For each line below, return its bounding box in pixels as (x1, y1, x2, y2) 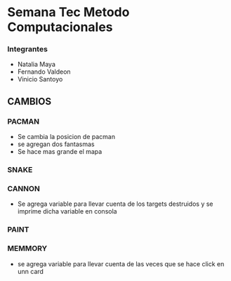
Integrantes (7, 44, 48, 54)
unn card (17, 267, 44, 275)
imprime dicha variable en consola (17, 207, 117, 216)
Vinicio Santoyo (17, 75, 63, 84)
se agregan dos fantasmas (17, 140, 95, 148)
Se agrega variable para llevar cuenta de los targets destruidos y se (17, 200, 213, 208)
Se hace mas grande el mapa (17, 148, 103, 156)
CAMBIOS (7, 96, 51, 107)
